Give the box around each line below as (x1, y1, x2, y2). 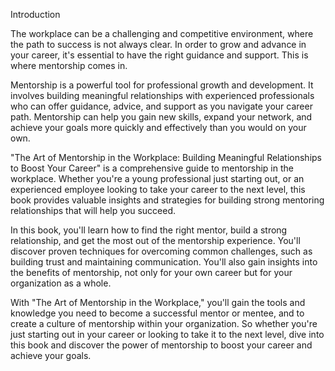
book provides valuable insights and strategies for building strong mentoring (10, 194, 325, 206)
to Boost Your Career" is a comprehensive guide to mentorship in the (10, 162, 294, 174)
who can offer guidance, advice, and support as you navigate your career (10, 100, 313, 112)
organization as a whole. (10, 277, 112, 289)
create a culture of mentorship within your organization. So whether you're (10, 318, 318, 329)
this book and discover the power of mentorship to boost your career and (10, 339, 313, 351)
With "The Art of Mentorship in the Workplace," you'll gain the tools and (10, 297, 306, 308)
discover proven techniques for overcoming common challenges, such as (10, 245, 313, 257)
